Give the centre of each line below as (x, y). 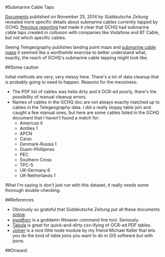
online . (19, 215)
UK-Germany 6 (35, 170)
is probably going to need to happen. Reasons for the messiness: (71, 82)
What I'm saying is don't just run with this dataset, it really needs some (77, 185)
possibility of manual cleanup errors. (50, 97)
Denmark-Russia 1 (38, 144)
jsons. (18, 241)
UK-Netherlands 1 (38, 175)
